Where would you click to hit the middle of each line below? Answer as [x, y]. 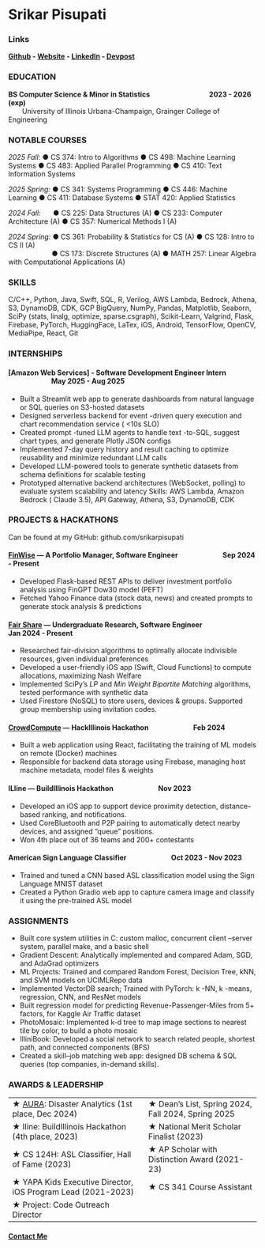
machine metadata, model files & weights [86, 770]
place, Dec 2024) [45, 1114]
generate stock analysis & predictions [80, 606]
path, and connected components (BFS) [84, 1048]
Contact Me [28, 1236]
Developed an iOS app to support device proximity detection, [119, 806]
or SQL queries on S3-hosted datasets [82, 407]
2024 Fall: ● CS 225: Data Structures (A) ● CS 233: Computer [115, 213]
